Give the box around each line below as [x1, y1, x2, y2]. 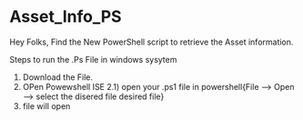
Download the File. [22, 71, 94, 83]
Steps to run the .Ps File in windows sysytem [9, 54, 177, 65]
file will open [22, 100, 71, 111]
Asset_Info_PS [9, 6, 122, 27]
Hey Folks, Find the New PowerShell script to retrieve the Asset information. [9, 36, 294, 47]
